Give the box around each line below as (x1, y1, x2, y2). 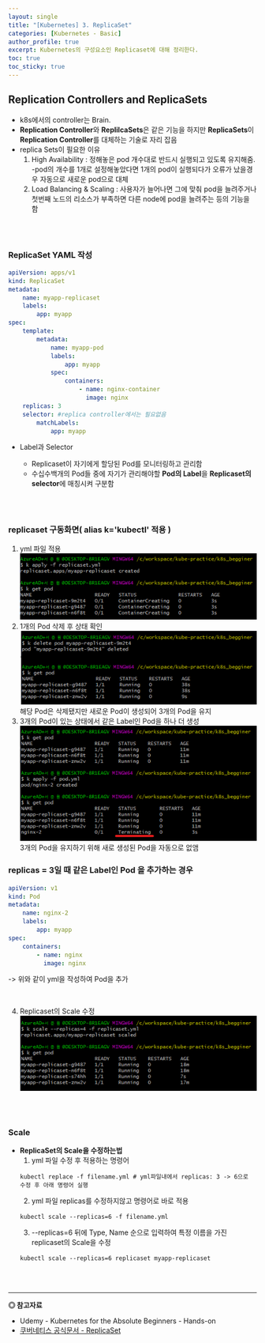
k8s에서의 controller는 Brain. (19, 115, 111, 124)
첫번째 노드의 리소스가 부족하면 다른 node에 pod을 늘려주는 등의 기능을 (31, 194, 250, 203)
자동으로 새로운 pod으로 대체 (39, 174, 129, 183)
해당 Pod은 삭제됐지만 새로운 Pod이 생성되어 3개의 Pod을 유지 (19, 707, 211, 716)
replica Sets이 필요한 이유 (19, 145, 101, 154)
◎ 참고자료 (8, 1300, 43, 1310)
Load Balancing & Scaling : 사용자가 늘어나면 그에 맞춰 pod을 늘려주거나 (31, 184, 257, 194)
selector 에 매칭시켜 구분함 (31, 479, 114, 489)
